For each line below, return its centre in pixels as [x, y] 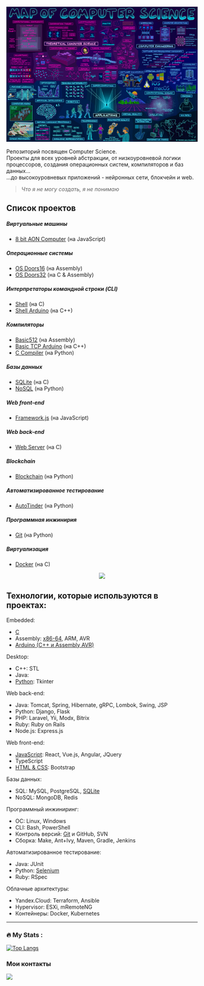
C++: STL [27, 668]
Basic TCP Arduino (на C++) [50, 346]
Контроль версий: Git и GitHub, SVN [61, 834]
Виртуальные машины [37, 223]
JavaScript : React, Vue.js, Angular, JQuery [68, 754]
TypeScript [29, 761]
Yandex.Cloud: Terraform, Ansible [57, 900]
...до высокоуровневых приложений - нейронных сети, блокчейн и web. [100, 177]
